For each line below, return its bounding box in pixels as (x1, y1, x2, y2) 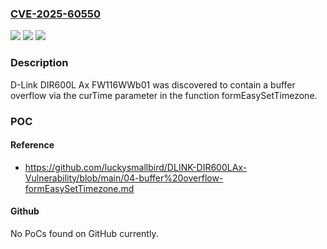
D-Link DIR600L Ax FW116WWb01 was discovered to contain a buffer (10, 78, 296, 91)
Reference (10, 139, 55, 151)
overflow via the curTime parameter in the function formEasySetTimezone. (10, 89, 318, 101)
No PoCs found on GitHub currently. (10, 227, 159, 239)
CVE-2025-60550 (10, 7, 102, 21)
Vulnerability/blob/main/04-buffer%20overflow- (24, 172, 224, 184)
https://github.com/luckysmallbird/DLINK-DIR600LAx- (24, 161, 248, 173)
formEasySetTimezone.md (24, 182, 135, 194)
